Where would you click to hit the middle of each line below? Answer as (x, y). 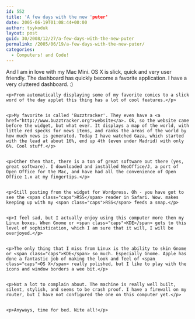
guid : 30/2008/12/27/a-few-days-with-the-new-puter (70, 39)
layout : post (22, 33)
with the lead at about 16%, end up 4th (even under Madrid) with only (95, 141)
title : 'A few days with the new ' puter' (57, 17)
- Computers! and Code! (40, 55)
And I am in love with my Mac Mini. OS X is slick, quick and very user (89, 71)
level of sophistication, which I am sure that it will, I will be (90, 228)
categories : (20, 50)
